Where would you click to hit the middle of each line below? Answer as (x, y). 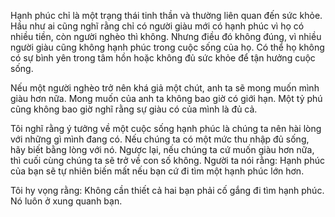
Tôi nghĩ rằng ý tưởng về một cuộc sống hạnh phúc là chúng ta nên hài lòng (166, 128)
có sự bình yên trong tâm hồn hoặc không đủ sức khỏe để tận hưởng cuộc (163, 58)
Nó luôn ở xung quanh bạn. (66, 201)
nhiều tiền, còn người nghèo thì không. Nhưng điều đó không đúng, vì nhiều (166, 36)
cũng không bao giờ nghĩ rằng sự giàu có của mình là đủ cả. (134, 109)
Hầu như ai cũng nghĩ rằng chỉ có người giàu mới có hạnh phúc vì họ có (157, 26)
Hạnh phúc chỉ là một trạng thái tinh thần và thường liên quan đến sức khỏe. (166, 15)
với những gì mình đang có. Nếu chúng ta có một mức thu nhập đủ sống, (160, 139)
